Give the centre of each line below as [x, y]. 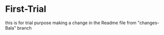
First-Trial [26, 9]
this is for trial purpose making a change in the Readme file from [71, 23]
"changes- [148, 23]
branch [24, 28]
